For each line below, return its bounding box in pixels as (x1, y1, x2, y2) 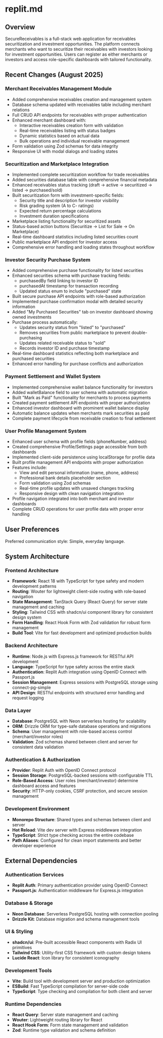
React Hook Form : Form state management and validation (12, 1022, 128, 1028)
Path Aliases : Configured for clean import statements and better (12, 837, 142, 843)
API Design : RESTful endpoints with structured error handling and (12, 689, 145, 695)
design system (12, 614, 42, 621)
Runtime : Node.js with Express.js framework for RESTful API (12, 653, 134, 659)
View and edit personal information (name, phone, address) (19, 470, 139, 476)
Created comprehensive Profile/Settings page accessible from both (12, 443, 147, 450)
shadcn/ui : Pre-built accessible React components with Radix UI (12, 939, 142, 945)
